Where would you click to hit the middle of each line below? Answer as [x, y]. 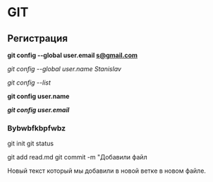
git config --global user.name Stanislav [65, 69]
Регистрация [38, 38]
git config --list [29, 83]
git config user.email [38, 110]
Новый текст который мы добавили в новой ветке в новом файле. [107, 171]
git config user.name [38, 96]
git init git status [31, 144]
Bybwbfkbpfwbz [36, 128]
